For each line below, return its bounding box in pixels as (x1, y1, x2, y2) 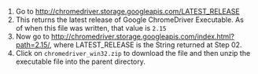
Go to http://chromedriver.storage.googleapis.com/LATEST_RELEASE (15, 7, 240, 16)
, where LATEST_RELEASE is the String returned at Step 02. (50, 40, 242, 50)
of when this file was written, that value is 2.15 (15, 24, 167, 32)
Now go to (15, 31, 50, 41)
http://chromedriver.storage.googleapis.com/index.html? (50, 31, 234, 41)
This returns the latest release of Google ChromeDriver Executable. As (15, 15, 244, 24)
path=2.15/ (15, 40, 50, 50)
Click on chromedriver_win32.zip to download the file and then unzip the (15, 49, 251, 57)
